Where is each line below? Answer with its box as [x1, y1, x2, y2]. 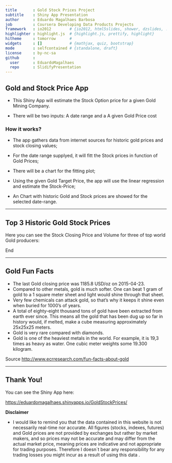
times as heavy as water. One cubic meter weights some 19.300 [12, 340, 147, 347]
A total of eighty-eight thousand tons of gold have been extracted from [12, 308, 163, 314]
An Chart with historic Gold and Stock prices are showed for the [12, 193, 148, 199]
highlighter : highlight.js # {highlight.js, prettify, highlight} [5, 31, 155, 36]
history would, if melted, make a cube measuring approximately [12, 318, 147, 325]
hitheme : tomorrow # [5, 36, 72, 42]
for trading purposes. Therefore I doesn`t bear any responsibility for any [12, 446, 165, 452]
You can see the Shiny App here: [5, 389, 74, 395]
